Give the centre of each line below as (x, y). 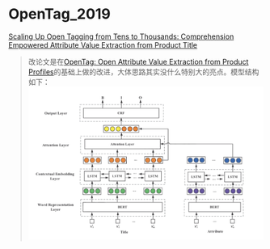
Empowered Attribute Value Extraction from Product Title (103, 44)
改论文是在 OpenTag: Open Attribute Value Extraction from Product (138, 61)
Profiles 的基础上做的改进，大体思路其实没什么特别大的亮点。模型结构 (143, 72)
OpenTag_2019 (60, 14)
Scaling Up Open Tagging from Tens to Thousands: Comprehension (121, 36)
